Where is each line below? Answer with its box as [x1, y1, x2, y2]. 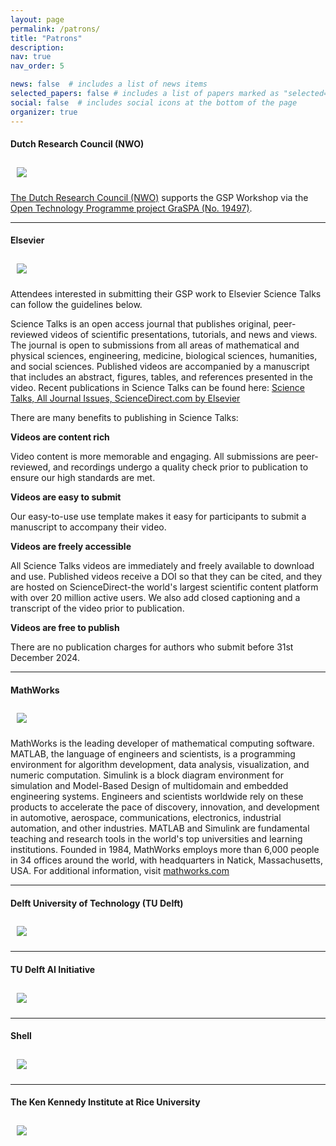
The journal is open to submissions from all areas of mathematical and [10, 339, 300, 351]
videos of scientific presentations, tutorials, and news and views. [49, 328, 318, 340]
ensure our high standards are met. [10, 471, 156, 483]
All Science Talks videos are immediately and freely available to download [10, 559, 315, 571]
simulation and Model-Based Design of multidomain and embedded [10, 780, 289, 792]
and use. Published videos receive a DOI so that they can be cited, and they [10, 570, 323, 582]
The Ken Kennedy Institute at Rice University [10, 1096, 201, 1108]
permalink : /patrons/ [10, 24, 101, 34]
